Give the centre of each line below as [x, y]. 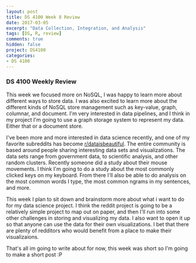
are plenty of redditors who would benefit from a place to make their [89, 230]
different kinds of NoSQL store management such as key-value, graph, [92, 107]
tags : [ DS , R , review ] [34, 34]
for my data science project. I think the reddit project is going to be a [89, 205]
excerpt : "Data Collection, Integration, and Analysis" [76, 28]
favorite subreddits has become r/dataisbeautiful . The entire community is [96, 144]
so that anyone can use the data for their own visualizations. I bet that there [98, 224]
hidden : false [24, 45]
